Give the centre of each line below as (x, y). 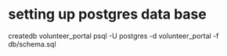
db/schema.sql (32, 44)
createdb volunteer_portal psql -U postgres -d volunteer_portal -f (113, 36)
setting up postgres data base (108, 14)
